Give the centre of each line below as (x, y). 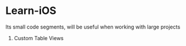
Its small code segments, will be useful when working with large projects (93, 27)
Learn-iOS (31, 11)
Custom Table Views (39, 38)
